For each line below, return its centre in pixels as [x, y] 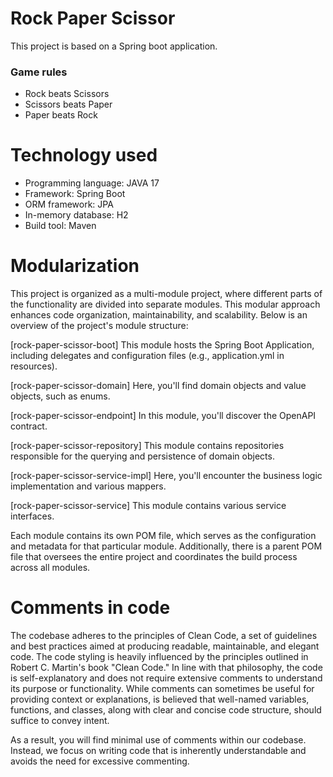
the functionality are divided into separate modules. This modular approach [165, 304]
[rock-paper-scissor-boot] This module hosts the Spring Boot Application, [162, 345]
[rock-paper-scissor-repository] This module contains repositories [147, 446]
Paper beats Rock [61, 115]
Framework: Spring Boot [75, 194]
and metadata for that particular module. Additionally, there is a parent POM [166, 546]
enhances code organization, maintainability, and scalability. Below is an [159, 315]
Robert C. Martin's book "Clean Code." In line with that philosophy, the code [166, 668]
